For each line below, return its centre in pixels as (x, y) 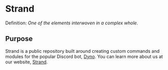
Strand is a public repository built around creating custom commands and (82, 51)
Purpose (19, 39)
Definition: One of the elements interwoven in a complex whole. (72, 23)
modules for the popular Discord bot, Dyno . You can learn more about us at (84, 56)
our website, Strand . (26, 62)
